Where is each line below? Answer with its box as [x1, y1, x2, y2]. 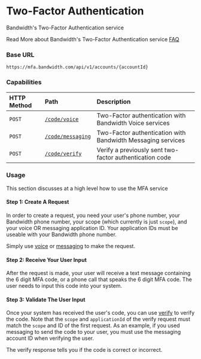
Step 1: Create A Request [6, 198, 69, 206]
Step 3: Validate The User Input [6, 295, 86, 303]
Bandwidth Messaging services [96, 136, 185, 144]
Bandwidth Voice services [96, 119, 170, 127]
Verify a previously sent [96, 146, 163, 154]
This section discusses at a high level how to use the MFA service [6, 185, 169, 192]
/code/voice [44, 116, 79, 122]
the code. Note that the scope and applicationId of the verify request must [6, 316, 190, 323]
